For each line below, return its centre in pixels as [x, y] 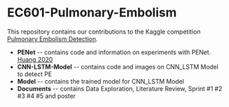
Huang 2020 [35, 59]
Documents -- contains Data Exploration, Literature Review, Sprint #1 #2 [119, 88]
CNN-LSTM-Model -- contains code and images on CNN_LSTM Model [118, 67]
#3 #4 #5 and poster [46, 96]
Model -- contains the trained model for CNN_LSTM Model [100, 81]
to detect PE [34, 74]
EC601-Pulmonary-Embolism [92, 13]
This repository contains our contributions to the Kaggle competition [104, 32]
